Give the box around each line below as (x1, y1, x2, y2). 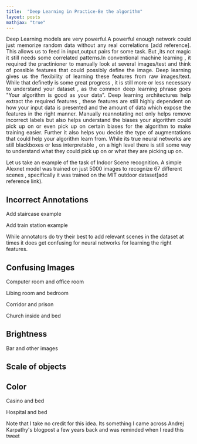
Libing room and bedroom (6, 290, 69, 296)
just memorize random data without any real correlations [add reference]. (6, 42, 191, 49)
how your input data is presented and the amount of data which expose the (6, 104, 191, 111)
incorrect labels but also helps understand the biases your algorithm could (6, 117, 191, 124)
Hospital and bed (6, 409, 47, 416)
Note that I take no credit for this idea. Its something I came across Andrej (6, 420, 184, 427)
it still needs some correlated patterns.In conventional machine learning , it (6, 54, 191, 62)
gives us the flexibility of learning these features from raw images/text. (6, 73, 191, 80)
